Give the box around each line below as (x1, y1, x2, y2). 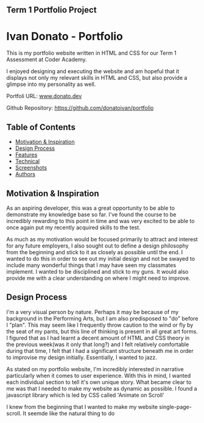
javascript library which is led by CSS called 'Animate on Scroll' (6, 391, 164, 399)
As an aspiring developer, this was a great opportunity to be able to (6, 204, 175, 211)
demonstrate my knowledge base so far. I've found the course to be (6, 210, 177, 218)
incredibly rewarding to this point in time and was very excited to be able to (6, 217, 195, 224)
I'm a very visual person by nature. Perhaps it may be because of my (6, 308, 179, 316)
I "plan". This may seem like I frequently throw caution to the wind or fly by (6, 321, 194, 329)
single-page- (159, 403, 192, 410)
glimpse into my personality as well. (6, 80, 96, 88)
